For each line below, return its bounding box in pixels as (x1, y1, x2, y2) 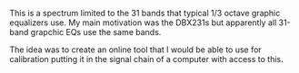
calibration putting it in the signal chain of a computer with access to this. (9, 54, 284, 64)
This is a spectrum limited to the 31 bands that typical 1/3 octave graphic (9, 8, 281, 18)
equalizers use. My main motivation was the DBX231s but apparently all (9, 17, 277, 28)
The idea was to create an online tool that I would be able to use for (9, 44, 262, 55)
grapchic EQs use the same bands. (30, 27, 162, 37)
